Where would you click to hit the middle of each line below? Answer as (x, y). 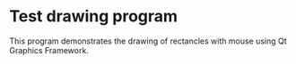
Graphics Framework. (49, 50)
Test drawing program (93, 16)
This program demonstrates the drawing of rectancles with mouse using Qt (148, 41)
